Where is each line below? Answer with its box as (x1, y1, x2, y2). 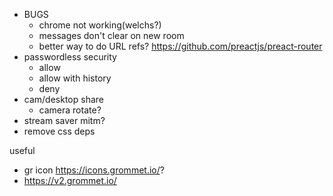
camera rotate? (38, 104, 102, 116)
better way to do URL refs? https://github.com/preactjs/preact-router (38, 40, 323, 52)
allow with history (38, 72, 112, 84)
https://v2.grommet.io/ (23, 175, 117, 186)
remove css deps (23, 125, 96, 137)
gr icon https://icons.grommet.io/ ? (23, 164, 165, 176)
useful (9, 145, 36, 156)
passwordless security (23, 51, 117, 63)
